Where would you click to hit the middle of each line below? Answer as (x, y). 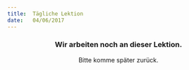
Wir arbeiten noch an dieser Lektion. (118, 45)
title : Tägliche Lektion (45, 14)
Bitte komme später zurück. (118, 59)
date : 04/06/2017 (36, 20)
